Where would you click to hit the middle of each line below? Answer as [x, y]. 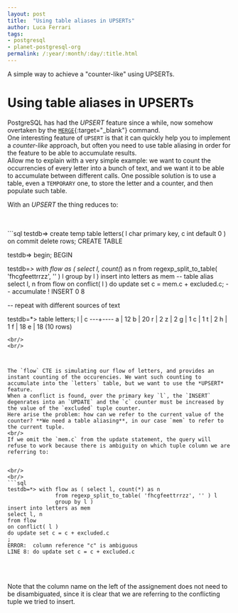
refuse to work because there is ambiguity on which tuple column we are [119, 445]
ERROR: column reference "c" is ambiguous [73, 545]
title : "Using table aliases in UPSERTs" [71, 21]
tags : [15, 34]
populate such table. [37, 190]
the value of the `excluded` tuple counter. [74, 408]
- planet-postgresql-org [44, 47]
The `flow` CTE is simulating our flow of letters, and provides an [111, 371]
